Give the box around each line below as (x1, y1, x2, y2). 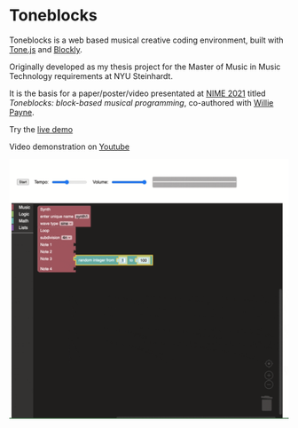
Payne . (9, 107, 35, 117)
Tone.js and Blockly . (9, 44, 82, 54)
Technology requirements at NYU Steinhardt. (9, 70, 173, 81)
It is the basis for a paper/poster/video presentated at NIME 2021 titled (9, 88, 266, 99)
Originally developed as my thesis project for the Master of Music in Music (9, 61, 281, 72)
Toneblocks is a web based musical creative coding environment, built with (9, 35, 284, 45)
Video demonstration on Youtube (9, 141, 130, 152)
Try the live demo (9, 123, 74, 134)
